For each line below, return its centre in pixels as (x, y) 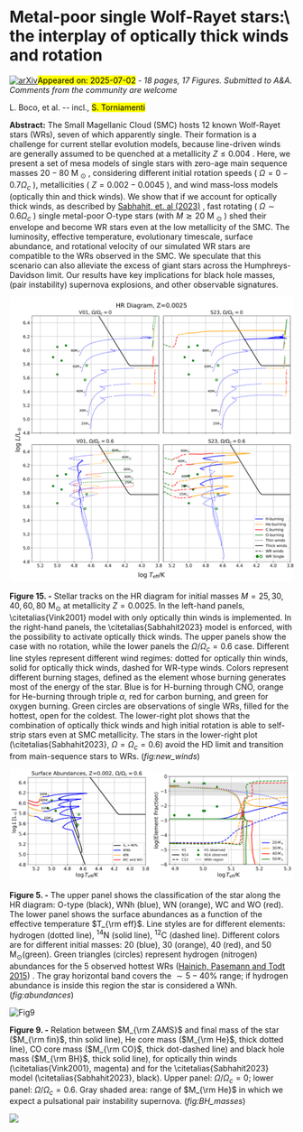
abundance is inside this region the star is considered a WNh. (124, 985)
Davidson (27, 275)
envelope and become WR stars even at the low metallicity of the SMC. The (150, 227)
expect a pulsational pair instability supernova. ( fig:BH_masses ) (128, 1101)
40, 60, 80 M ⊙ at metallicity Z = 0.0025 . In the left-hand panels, (127, 607)
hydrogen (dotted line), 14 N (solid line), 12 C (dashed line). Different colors (145, 934)
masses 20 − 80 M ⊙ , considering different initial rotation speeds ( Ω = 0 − (149, 174)
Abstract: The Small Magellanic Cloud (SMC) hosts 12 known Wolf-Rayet (145, 125)
